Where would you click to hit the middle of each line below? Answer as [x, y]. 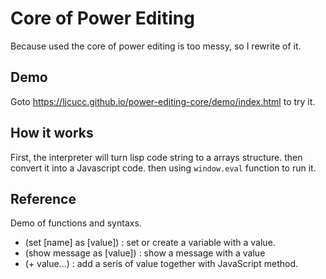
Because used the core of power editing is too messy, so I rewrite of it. [156, 46]
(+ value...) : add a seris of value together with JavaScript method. [161, 264]
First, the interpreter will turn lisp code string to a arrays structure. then [156, 157]
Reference [43, 198]
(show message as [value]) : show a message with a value [145, 253]
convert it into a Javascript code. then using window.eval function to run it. [163, 168]
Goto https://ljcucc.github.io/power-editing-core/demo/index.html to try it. [163, 101]
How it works [52, 133]
